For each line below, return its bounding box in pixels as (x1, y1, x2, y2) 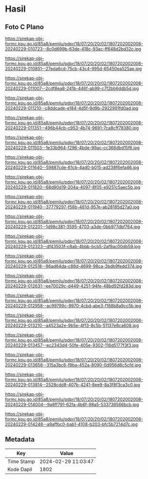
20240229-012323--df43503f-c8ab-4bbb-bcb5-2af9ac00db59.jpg (5, 244, 141, 249)
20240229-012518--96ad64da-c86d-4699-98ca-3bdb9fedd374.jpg (5, 264, 142, 269)
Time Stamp (7, 458, 35, 465)
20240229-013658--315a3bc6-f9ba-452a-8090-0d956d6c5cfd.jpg (5, 362, 141, 368)
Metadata (5, 435, 35, 444)
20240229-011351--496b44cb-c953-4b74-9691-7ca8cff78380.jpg (5, 125, 139, 131)
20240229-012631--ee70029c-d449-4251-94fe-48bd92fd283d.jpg (5, 283, 141, 289)
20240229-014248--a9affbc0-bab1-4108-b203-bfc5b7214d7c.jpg (5, 422, 138, 427)
